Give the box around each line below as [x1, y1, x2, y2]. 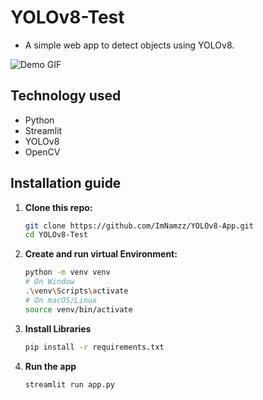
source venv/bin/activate [24, 304, 133, 315]
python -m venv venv [24, 267, 111, 278]
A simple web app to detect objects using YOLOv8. [24, 39, 235, 51]
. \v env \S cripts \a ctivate [24, 286, 129, 296]
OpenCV [24, 146, 61, 158]
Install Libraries [24, 322, 92, 335]
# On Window [24, 277, 75, 287]
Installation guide [10, 175, 122, 192]
